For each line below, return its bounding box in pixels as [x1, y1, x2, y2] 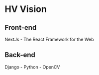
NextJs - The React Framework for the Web [4, 36, 94, 42]
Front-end [4, 23, 37, 32]
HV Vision [4, 3, 47, 15]
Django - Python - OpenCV [4, 64, 60, 70]
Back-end [4, 51, 36, 59]
